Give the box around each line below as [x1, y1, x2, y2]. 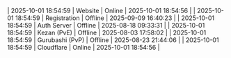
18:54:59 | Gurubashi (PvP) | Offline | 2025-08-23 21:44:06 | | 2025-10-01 [7, 36, 219, 44]
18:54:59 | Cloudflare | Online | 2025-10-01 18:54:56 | [7, 43, 160, 51]
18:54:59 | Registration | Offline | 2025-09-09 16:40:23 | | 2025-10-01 [15, 14, 215, 22]
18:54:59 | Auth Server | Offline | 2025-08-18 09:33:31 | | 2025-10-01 [7, 21, 205, 29]
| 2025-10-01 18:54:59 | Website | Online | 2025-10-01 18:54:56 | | [7, 7, 196, 14]
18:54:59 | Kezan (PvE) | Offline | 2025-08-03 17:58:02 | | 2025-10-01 [7, 28, 207, 37]
